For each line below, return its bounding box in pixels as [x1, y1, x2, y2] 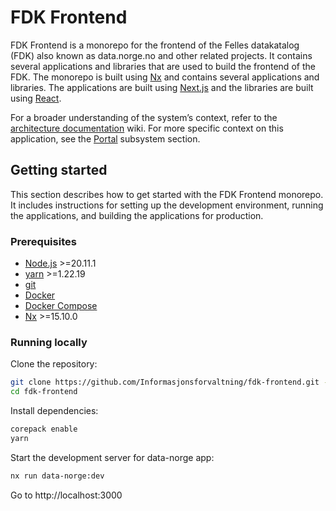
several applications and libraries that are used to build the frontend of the [10, 60, 316, 72]
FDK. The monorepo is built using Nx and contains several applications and [10, 71, 320, 83]
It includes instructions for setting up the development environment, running [10, 199, 324, 211]
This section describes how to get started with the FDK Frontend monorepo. [10, 188, 324, 200]
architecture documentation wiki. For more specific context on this [10, 122, 284, 134]
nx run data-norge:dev [10, 471, 105, 481]
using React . [10, 92, 62, 104]
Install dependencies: [10, 405, 99, 417]
